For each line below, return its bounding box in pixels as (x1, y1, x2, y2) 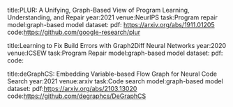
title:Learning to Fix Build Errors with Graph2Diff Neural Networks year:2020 (7, 42, 227, 49)
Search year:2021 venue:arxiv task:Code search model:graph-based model (7, 77, 223, 85)
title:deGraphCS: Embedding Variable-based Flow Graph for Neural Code (7, 69, 218, 78)
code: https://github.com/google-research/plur (7, 28, 141, 36)
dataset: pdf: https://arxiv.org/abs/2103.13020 (7, 85, 137, 92)
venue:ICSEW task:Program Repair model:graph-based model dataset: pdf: (7, 49, 223, 57)
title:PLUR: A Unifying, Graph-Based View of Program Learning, (7, 6, 190, 14)
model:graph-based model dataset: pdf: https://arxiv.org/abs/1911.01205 (7, 21, 215, 28)
